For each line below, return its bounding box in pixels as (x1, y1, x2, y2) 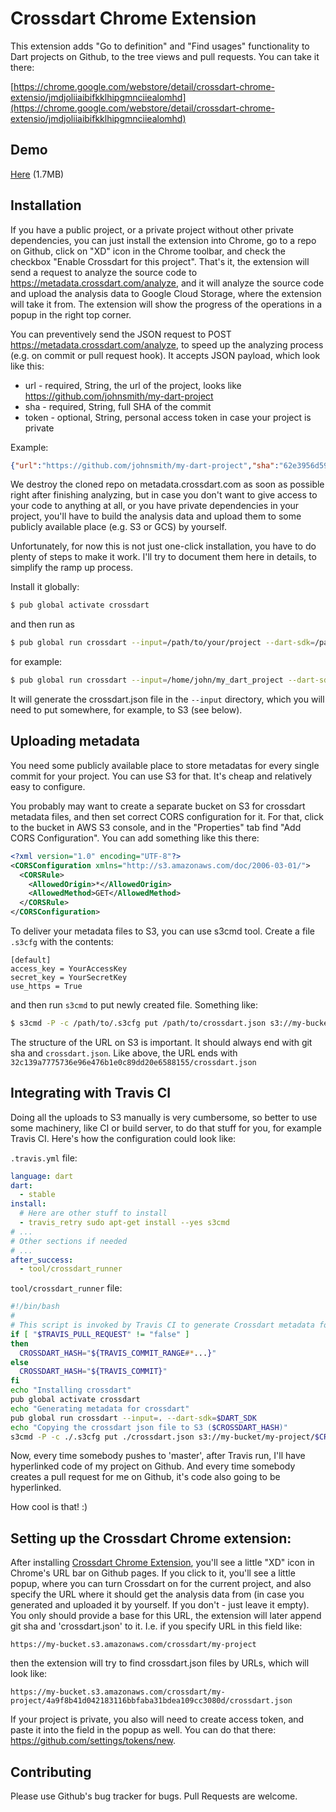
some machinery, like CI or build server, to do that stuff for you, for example (10, 1122, 322, 1134)
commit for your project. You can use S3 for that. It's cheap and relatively (10, 770, 313, 782)
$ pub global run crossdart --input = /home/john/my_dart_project (10, 675, 284, 686)
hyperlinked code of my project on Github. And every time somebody (10, 1460, 296, 1472)
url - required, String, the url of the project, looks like (24, 379, 242, 391)
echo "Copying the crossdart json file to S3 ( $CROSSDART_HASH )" (10, 1422, 288, 1432)
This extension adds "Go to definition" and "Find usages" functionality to (10, 40, 310, 52)
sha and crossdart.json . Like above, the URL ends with (10, 1047, 238, 1059)
